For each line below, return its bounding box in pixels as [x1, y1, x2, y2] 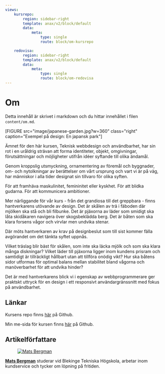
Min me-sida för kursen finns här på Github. [5, 321, 94, 327]
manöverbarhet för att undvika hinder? [5, 264, 84, 270]
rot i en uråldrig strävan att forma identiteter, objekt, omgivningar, [5, 148, 137, 154]
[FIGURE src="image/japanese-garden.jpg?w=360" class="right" [5, 128, 138, 134]
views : [5, 7, 19, 12]
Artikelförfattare [5, 336, 57, 344]
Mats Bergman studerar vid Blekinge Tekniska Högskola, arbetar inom [5, 358, 148, 364]
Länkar [5, 299, 27, 307]
